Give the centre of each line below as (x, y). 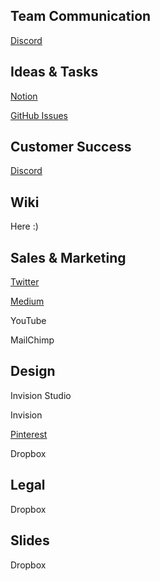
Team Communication (81, 16)
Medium (27, 301)
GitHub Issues (39, 115)
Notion (24, 96)
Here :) (24, 226)
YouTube (28, 321)
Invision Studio (41, 395)
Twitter (25, 282)
